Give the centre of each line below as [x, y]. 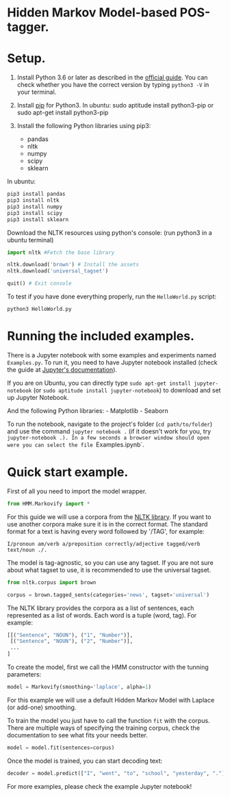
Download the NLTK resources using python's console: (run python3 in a [110, 232]
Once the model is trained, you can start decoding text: [85, 761]
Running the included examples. [101, 336]
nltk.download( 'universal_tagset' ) [58, 271]
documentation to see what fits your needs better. [78, 735]
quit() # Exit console [39, 283]
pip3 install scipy [35, 213]
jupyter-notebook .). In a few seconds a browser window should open [108, 438]
